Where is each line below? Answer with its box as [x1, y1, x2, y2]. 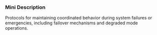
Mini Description [5, 4, 46, 11]
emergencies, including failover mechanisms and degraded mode [5, 20, 138, 26]
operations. [5, 25, 29, 31]
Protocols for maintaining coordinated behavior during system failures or [5, 15, 153, 21]
